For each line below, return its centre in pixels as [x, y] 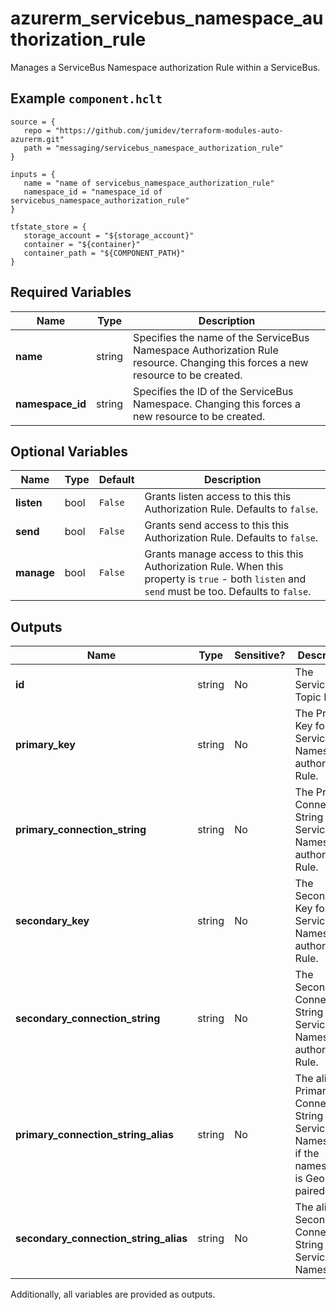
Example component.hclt [86, 98]
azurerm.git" [37, 139]
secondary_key [52, 921]
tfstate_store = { [48, 227]
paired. [311, 1191]
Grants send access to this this [217, 525]
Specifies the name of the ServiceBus [221, 337]
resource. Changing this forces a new [221, 362]
